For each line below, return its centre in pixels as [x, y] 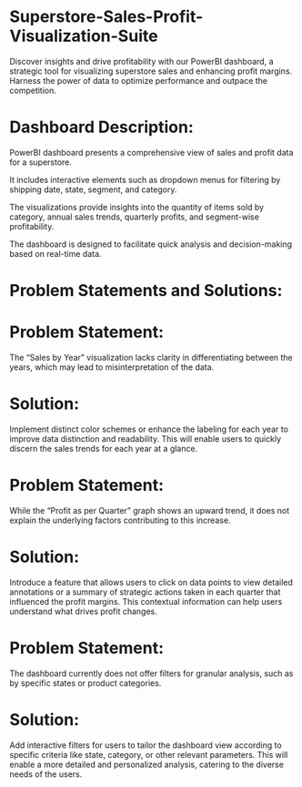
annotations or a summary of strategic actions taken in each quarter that [145, 592]
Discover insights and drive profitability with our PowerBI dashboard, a [141, 61]
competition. [33, 90]
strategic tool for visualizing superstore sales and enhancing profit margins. [151, 71]
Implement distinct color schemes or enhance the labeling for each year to [149, 429]
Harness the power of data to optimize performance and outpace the [139, 80]
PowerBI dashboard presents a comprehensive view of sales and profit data [151, 152]
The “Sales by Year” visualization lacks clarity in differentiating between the [151, 358]
